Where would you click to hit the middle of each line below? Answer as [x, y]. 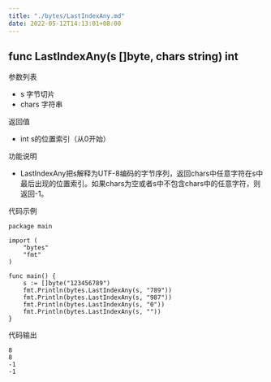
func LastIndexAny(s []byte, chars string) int [123, 56]
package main [30, 227]
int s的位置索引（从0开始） [65, 139]
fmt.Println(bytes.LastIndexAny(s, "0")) [94, 305]
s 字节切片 [37, 94]
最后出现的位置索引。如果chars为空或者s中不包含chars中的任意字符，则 [140, 184]
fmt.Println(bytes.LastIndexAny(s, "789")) [98, 291]
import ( [23, 241]
